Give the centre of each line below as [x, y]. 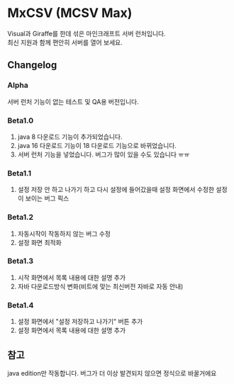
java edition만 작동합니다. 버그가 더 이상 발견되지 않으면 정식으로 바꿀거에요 [112, 373]
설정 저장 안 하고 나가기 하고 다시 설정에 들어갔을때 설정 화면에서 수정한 [116, 190]
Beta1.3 [21, 261]
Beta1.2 [21, 218]
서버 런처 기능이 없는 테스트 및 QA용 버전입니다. [73, 101]
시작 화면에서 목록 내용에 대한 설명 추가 [72, 277]
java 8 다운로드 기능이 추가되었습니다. [70, 137]
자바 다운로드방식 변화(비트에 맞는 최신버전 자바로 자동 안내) [100, 286]
